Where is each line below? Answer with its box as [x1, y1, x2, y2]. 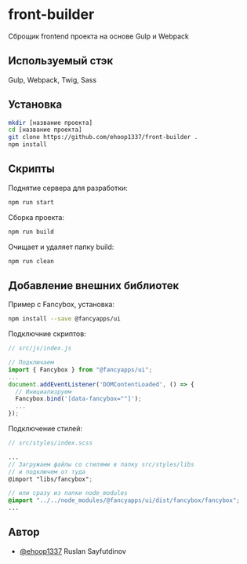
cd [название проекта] [8, 126, 82, 134]
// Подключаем [8, 359, 55, 367]
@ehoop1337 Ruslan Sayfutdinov [19, 546, 127, 555]
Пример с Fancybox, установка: [8, 300, 115, 309]
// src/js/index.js [8, 344, 72, 353]
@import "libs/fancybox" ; [8, 475, 93, 483]
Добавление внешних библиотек [8, 279, 180, 292]
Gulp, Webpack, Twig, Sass [8, 75, 96, 84]
